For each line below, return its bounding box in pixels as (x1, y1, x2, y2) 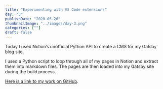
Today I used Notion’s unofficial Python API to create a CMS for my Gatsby (5, 44, 157, 49)
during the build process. (5, 69, 56, 74)
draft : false (5, 30, 32, 35)
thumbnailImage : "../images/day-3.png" (5, 21, 87, 26)
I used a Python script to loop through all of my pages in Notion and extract (5, 59, 158, 64)
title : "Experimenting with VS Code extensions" (5, 7, 107, 12)
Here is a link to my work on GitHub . (5, 78, 79, 84)
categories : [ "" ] (5, 26, 41, 30)
